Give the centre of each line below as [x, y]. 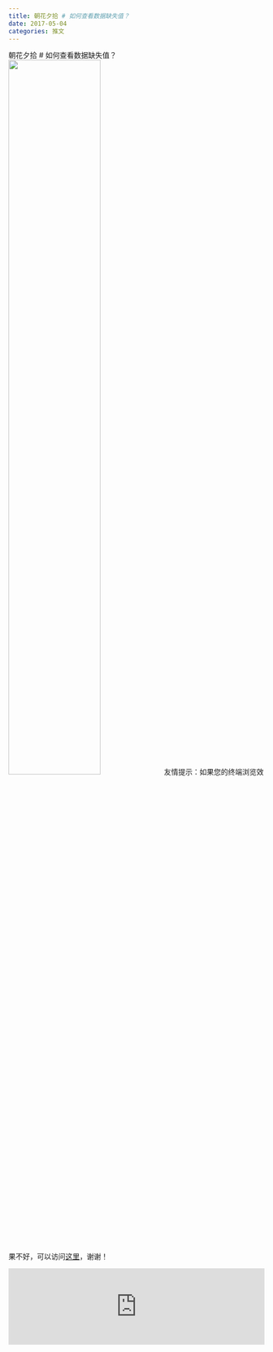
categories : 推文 [37, 31]
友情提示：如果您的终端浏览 [210, 772]
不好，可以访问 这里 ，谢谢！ [61, 1257]
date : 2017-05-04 [38, 24]
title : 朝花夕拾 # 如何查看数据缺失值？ [69, 16]
